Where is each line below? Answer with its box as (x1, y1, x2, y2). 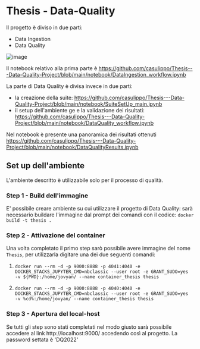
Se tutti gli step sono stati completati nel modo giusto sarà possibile (6, 323, 172, 331)
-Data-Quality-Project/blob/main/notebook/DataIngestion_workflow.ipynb (6, 71, 186, 78)
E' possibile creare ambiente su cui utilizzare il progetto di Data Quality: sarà (6, 205, 193, 212)
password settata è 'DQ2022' (6, 336, 79, 343)
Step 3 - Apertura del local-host (6, 310, 100, 318)
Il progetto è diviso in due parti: (6, 24, 83, 31)
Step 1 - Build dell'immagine (6, 191, 88, 200)
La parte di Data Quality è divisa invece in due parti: (6, 82, 133, 90)
